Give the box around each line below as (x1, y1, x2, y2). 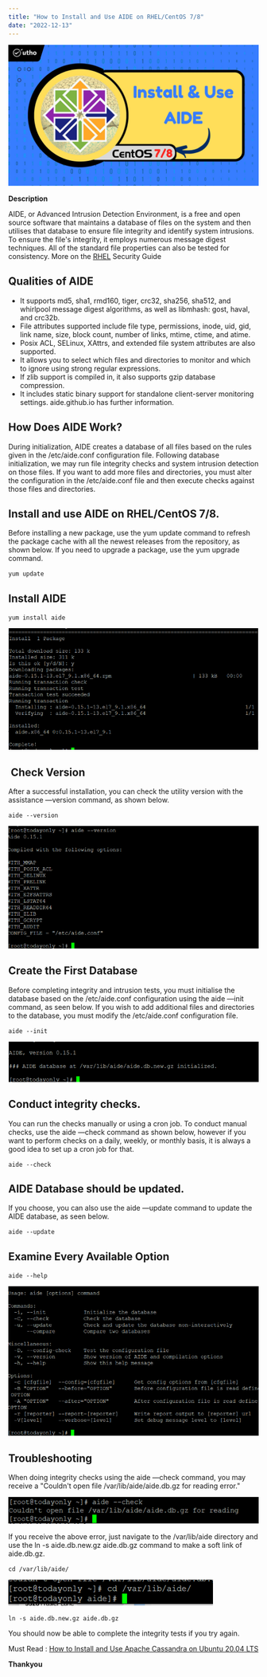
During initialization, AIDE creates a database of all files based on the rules (8, 442, 252, 451)
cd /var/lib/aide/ (8, 1565, 69, 1573)
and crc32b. (19, 312, 60, 322)
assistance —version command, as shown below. (8, 795, 169, 805)
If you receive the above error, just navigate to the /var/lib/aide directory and (8, 1531, 258, 1542)
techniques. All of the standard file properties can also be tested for (8, 243, 230, 253)
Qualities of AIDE (8, 275, 94, 289)
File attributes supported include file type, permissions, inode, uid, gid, (19, 321, 252, 331)
